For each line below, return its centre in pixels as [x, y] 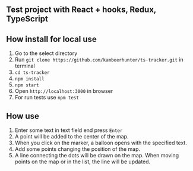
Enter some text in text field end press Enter [69, 130]
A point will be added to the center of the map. [72, 137]
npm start [27, 85]
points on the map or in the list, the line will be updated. [83, 162]
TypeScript [27, 19]
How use [23, 116]
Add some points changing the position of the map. [77, 149]
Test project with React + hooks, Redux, [81, 10]
